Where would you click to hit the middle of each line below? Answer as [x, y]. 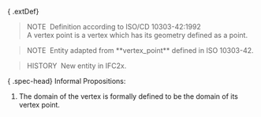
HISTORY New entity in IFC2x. [76, 66]
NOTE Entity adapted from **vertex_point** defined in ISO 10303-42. [140, 50]
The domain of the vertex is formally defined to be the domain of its [128, 96]
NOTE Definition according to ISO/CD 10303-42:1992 [114, 26]
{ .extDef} [23, 11]
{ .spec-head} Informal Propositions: [67, 81]
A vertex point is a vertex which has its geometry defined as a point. [137, 35]
